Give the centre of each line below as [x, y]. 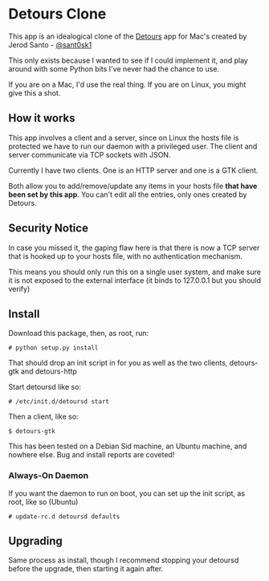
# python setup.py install [53, 348]
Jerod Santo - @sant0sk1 [50, 44]
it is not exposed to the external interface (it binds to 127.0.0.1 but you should [135, 280]
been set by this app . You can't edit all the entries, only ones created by [128, 194]
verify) [19, 288]
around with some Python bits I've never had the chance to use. [114, 68]
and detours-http [49, 371]
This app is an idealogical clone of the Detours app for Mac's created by [128, 36]
